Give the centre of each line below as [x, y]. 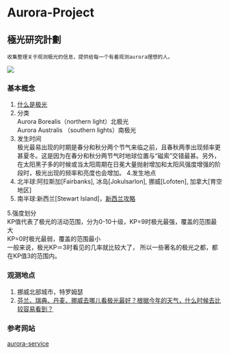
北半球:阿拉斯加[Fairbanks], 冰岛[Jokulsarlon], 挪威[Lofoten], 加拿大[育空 [119, 181]
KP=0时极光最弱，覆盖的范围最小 [54, 239]
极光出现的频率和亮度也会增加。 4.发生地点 [96, 173]
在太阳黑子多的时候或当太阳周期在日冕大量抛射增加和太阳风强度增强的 [116, 164]
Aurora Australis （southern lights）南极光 [77, 130]
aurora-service [28, 343]
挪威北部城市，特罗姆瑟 [50, 292]
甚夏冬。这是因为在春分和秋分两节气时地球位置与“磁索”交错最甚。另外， [119, 156]
